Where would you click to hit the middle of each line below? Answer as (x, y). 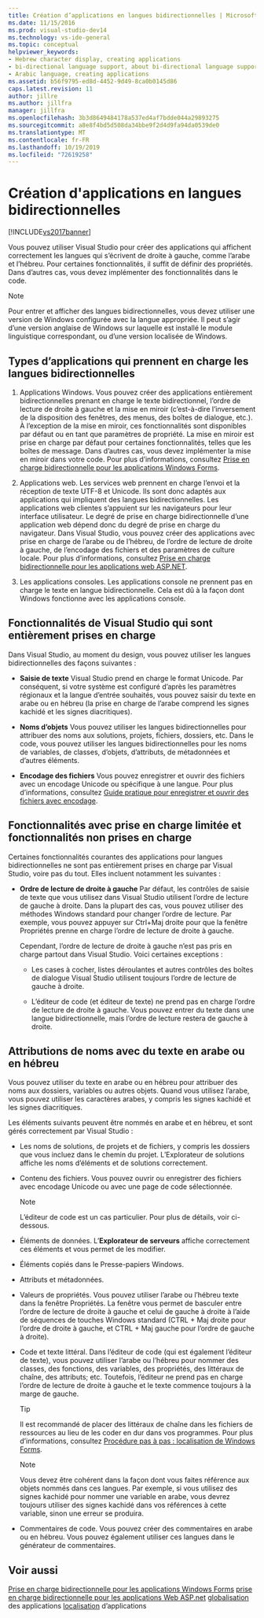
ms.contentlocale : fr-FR (49, 140)
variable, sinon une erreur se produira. (81, 1513)
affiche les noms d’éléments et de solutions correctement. (114, 1163)
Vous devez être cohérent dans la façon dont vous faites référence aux (134, 1480)
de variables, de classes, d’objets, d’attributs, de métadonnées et (125, 752)
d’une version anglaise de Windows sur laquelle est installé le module (121, 328)
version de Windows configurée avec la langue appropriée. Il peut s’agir (125, 320)
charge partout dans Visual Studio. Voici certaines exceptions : (121, 954)
